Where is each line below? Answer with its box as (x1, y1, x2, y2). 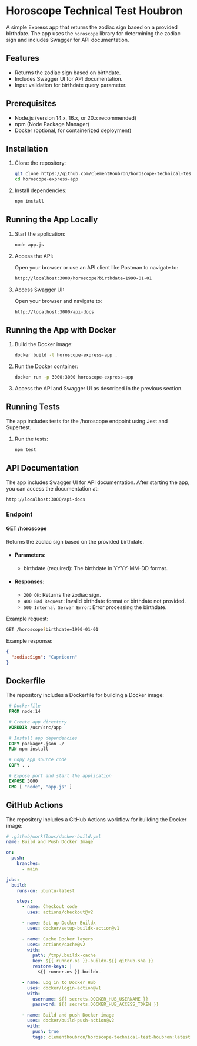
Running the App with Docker (6, 325, 116, 335)
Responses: (14, 578, 45, 585)
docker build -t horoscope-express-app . (14, 352, 118, 358)
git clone (14, 171, 39, 177)
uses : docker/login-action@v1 (27, 985, 101, 991)
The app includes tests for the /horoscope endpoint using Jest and (6, 417, 168, 425)
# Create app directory (8, 719, 67, 725)
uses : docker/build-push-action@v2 (27, 1018, 115, 1024)
